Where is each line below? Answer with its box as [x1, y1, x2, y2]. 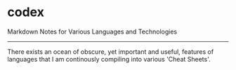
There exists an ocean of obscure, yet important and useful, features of [7, 47, 214, 56]
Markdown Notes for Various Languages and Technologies [7, 27, 178, 36]
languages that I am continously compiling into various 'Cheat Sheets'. [7, 55, 211, 63]
